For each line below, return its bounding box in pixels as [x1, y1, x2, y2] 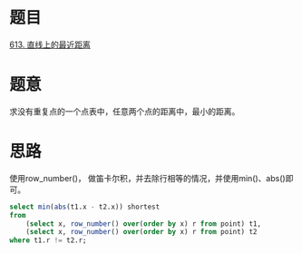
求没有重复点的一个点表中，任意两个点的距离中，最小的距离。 [9, 105, 240, 117]
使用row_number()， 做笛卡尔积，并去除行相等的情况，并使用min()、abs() [9, 172, 286, 183]
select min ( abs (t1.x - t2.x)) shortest [9, 202, 161, 211]
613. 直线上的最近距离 [9, 39, 91, 50]
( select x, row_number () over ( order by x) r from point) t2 [25, 228, 258, 237]
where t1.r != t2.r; [9, 236, 88, 245]
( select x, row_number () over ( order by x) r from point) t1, [25, 219, 261, 229]
